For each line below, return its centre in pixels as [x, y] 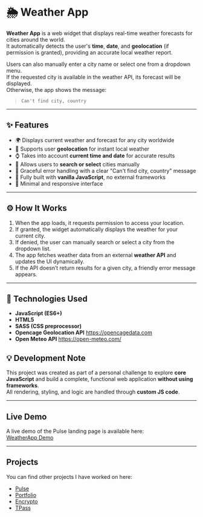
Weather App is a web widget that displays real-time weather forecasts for [100, 33]
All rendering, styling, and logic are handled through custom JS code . [93, 392]
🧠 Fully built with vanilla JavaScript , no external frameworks [90, 177]
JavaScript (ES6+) [38, 313]
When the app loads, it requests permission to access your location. [100, 223]
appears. [26, 274]
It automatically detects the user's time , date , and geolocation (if [88, 46]
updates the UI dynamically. [50, 261]
